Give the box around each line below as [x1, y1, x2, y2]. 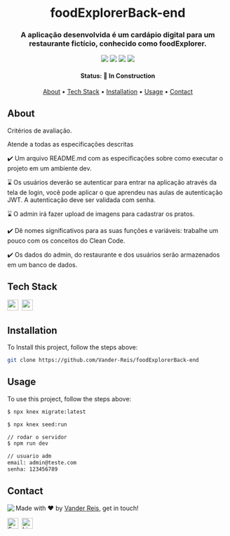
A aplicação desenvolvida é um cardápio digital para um [20, 30, 215, 40]
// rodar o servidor [7, 434, 68, 441]
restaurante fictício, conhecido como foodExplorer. [29, 39, 207, 48]
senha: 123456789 [7, 466, 58, 473]
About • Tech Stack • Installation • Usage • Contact [43, 87, 193, 95]
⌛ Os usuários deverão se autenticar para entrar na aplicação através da [7, 177, 217, 187]
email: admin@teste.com [7, 460, 77, 467]
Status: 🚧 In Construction [80, 72, 156, 80]
